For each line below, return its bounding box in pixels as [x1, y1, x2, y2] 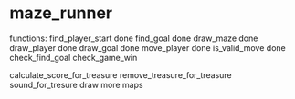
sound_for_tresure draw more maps [9, 79, 143, 90]
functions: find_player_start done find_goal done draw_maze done [9, 33, 258, 44]
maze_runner [9, 3, 113, 24]
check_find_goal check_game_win [9, 52, 138, 63]
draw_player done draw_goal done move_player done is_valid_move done [9, 42, 286, 53]
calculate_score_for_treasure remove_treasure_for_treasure [9, 69, 232, 80]
